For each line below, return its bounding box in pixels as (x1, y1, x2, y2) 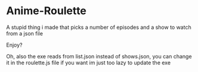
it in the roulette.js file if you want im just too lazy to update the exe (6, 59, 171, 66)
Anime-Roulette (6, 4, 86, 18)
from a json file (6, 30, 44, 37)
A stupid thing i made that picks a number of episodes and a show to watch (6, 24, 192, 31)
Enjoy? (6, 41, 23, 48)
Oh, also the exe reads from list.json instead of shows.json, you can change (6, 53, 192, 60)
